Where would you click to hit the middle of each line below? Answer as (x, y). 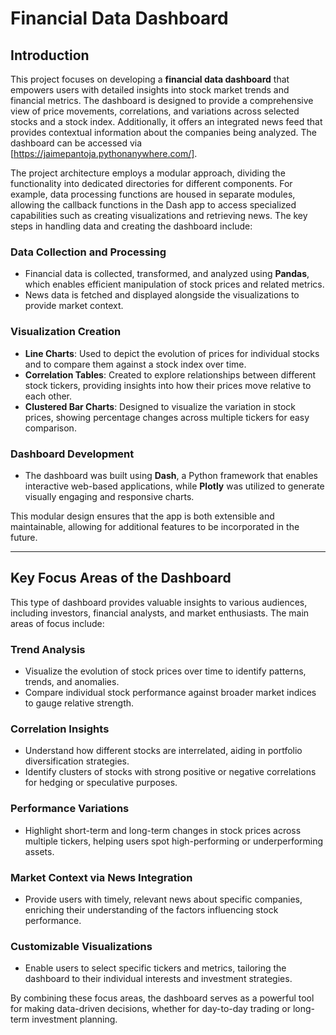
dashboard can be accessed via (76, 143)
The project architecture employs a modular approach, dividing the (148, 173)
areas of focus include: (57, 623)
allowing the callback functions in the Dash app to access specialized (153, 205)
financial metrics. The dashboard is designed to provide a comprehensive (162, 100)
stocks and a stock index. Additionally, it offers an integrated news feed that (166, 121)
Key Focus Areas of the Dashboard (121, 578)
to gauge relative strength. (79, 703)
